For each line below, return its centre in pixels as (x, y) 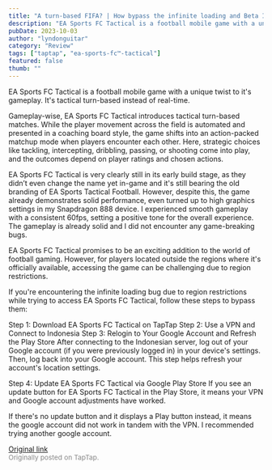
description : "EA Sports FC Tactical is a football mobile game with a (132, 23)
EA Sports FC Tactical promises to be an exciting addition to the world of (130, 250)
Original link (28, 449)
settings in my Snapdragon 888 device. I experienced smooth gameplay (128, 209)
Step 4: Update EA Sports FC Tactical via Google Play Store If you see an (130, 383)
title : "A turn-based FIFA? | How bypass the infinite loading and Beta (134, 16)
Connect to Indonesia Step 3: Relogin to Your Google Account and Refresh (132, 333)
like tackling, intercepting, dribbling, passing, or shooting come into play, (130, 150)
